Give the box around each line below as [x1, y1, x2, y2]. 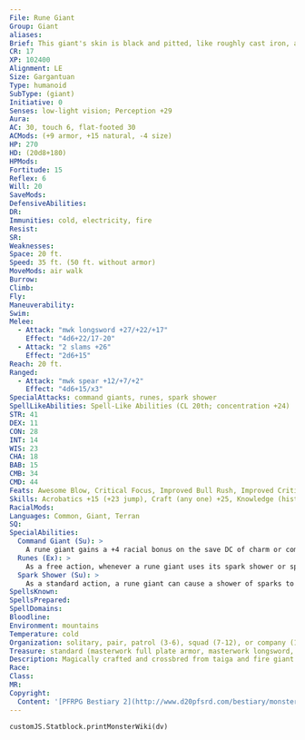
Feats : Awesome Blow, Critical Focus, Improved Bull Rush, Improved [9, 486, 274, 495]
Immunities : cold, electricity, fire [9, 215, 152, 225]
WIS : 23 [9, 444, 39, 453]
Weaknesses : [9, 242, 54, 251]
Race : [9, 664, 30, 673]
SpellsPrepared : [9, 596, 71, 605]
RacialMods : [9, 503, 54, 512]
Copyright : [9, 688, 51, 697]
